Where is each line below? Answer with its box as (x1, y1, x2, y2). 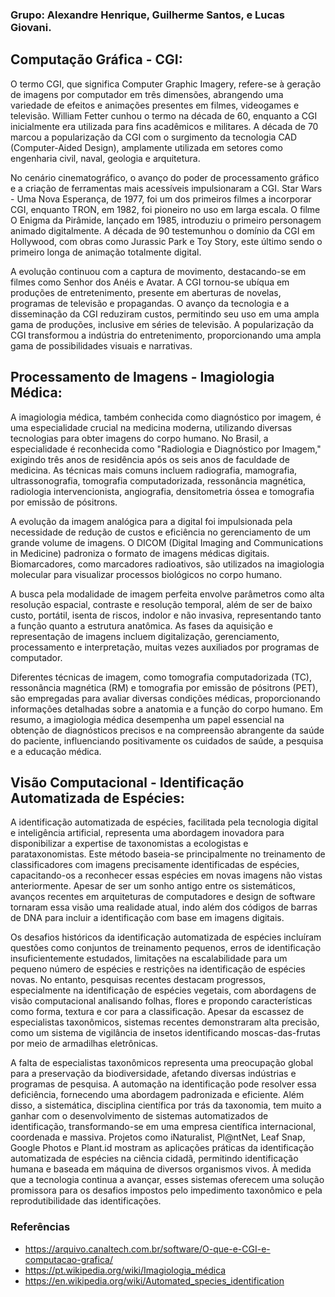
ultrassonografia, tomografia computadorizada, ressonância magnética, (10, 474, 307, 487)
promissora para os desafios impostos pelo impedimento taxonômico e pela (10, 1184, 323, 1197)
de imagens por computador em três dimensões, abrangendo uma (10, 88, 284, 100)
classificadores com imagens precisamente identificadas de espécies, (10, 859, 300, 871)
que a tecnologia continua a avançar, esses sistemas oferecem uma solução (10, 1174, 325, 1186)
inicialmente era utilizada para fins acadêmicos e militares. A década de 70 (10, 120, 319, 132)
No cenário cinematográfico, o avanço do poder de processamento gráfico (10, 171, 320, 183)
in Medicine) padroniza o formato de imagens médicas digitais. (10, 547, 270, 559)
